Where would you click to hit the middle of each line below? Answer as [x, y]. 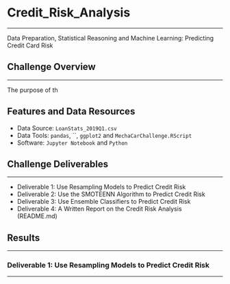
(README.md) [37, 216]
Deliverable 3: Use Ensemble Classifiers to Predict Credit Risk [104, 202]
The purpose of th [33, 90]
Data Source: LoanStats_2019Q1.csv [67, 128]
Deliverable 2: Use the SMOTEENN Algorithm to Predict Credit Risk [111, 194]
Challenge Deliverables [57, 164]
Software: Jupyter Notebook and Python [72, 143]
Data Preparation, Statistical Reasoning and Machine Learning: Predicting [111, 38]
